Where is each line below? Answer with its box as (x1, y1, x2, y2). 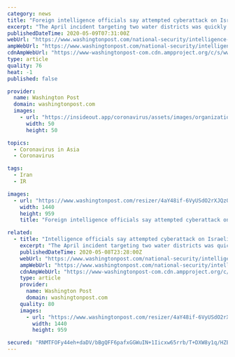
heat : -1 (7, 68, 33, 75)
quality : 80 (20, 300, 55, 307)
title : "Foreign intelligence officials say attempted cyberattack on (7, 17, 218, 24)
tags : (7, 165, 23, 172)
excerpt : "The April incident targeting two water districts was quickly (7, 23, 227, 30)
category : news (7, 10, 52, 17)
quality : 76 (7, 62, 42, 69)
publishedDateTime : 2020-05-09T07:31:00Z (7, 29, 130, 37)
